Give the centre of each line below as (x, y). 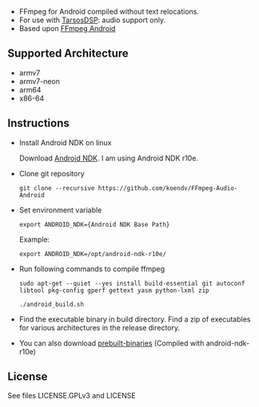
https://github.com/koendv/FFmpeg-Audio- (168, 188)
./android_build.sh (52, 304)
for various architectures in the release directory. (100, 327)
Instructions (38, 123)
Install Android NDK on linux (65, 142)
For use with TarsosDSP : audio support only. (92, 20)
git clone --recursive (57, 188)
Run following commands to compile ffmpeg (92, 269)
